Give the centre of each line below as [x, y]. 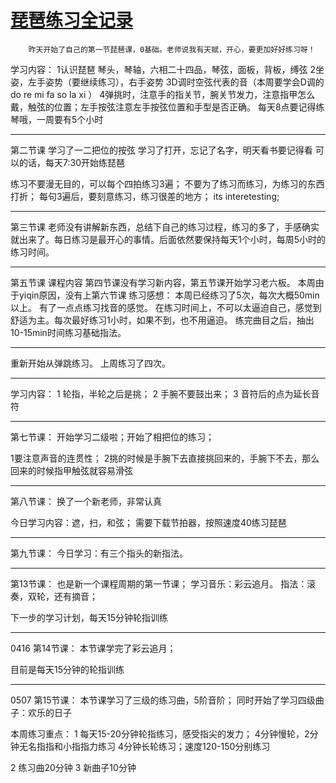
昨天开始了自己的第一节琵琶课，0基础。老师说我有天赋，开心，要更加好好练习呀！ [172, 49]
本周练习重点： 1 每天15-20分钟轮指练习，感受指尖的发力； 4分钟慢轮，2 [160, 733]
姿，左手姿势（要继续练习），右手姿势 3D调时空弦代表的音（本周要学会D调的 [167, 82]
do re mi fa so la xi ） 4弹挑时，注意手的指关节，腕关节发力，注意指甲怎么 [163, 94]
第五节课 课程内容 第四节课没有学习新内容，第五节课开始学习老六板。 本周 [163, 282]
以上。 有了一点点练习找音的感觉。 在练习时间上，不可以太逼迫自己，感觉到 [166, 307]
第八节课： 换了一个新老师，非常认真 [86, 501]
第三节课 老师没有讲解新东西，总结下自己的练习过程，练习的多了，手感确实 [165, 227]
